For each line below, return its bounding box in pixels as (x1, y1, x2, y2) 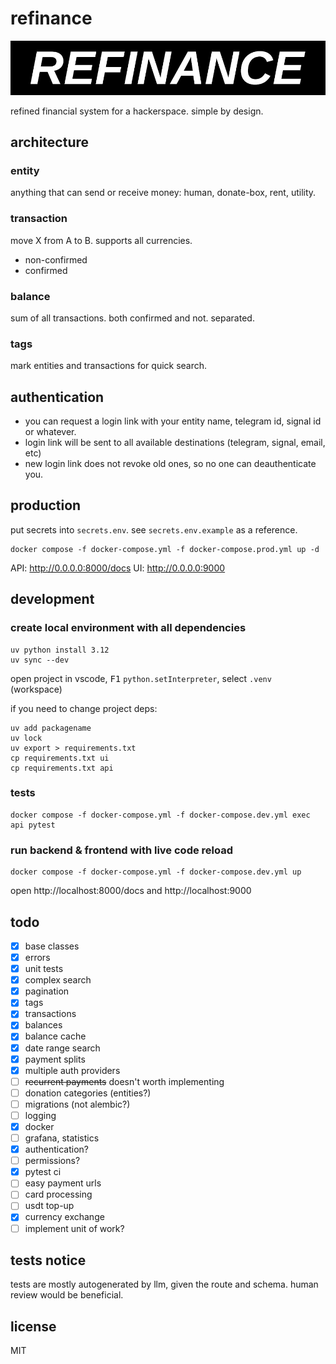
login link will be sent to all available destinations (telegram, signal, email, (24, 437, 326, 449)
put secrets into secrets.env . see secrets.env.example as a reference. (10, 523, 298, 536)
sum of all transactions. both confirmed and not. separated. (10, 312, 255, 324)
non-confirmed (24, 253, 88, 266)
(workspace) (10, 683, 63, 695)
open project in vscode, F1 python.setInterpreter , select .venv (10, 672, 272, 684)
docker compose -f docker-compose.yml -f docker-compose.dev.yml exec (10, 810, 311, 820)
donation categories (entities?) (24, 1087, 152, 1099)
